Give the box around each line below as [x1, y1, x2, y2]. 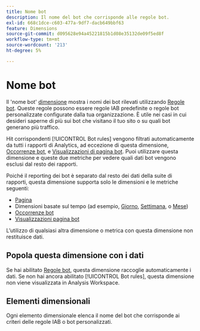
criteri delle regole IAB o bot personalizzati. [6, 318, 112, 326]
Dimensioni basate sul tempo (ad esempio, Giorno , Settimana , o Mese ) [14, 202, 189, 209]
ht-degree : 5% [6, 48, 42, 54]
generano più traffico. [6, 123, 60, 131]
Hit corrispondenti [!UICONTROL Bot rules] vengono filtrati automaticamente [6, 135, 195, 142]
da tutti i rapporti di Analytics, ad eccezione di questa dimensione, [6, 141, 169, 149]
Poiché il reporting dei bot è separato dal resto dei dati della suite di [6, 172, 173, 179]
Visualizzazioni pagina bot [14, 215, 79, 222]
